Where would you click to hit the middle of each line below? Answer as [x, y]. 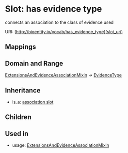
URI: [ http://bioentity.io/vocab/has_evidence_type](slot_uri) [64, 31]
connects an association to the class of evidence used [59, 22]
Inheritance [23, 90]
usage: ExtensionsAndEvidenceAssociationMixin [61, 145]
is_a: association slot [33, 102]
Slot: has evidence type [54, 9]
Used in [17, 133]
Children [18, 117]
